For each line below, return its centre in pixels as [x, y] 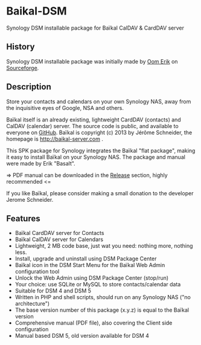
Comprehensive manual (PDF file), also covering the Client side [94, 323]
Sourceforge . [23, 68]
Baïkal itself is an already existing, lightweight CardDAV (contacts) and [94, 120]
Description [29, 87]
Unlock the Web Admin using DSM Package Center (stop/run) [92, 278]
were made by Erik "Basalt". [41, 163]
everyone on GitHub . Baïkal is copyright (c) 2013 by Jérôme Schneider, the [99, 132]
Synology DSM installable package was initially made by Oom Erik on [92, 61]
